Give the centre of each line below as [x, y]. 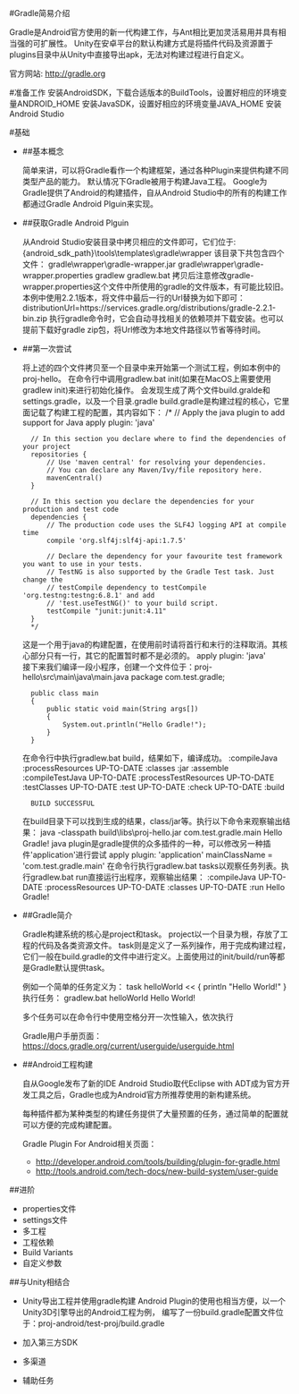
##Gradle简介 [47, 915]
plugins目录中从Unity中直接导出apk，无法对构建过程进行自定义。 [129, 55]
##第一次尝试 [47, 348]
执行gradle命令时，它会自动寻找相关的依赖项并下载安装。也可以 [166, 319]
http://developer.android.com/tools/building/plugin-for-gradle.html [158, 1162]
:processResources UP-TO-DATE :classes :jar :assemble [125, 768]
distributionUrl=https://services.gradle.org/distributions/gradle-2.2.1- [149, 308]
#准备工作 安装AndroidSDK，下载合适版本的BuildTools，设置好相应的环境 [144, 93]
